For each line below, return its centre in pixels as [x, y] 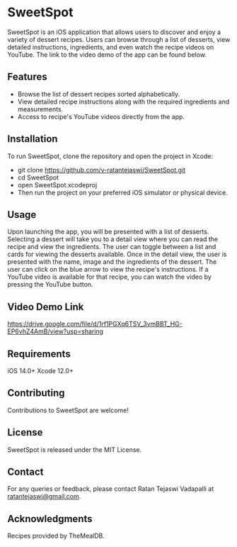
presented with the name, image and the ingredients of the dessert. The [112, 262]
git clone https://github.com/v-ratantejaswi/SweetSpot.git [102, 170]
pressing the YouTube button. [50, 284]
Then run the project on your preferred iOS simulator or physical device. [123, 192]
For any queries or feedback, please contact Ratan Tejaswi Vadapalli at [111, 489]
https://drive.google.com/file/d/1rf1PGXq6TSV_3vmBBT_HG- [95, 324]
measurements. [40, 109]
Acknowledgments [50, 519]
